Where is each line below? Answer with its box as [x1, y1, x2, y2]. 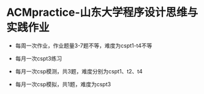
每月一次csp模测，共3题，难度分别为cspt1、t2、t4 [15, 67, 143, 75]
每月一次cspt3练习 [15, 55, 62, 62]
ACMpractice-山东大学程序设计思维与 [6, 5, 198, 19]
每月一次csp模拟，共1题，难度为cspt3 [15, 80, 111, 88]
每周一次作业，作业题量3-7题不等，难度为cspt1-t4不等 [15, 42, 153, 49]
